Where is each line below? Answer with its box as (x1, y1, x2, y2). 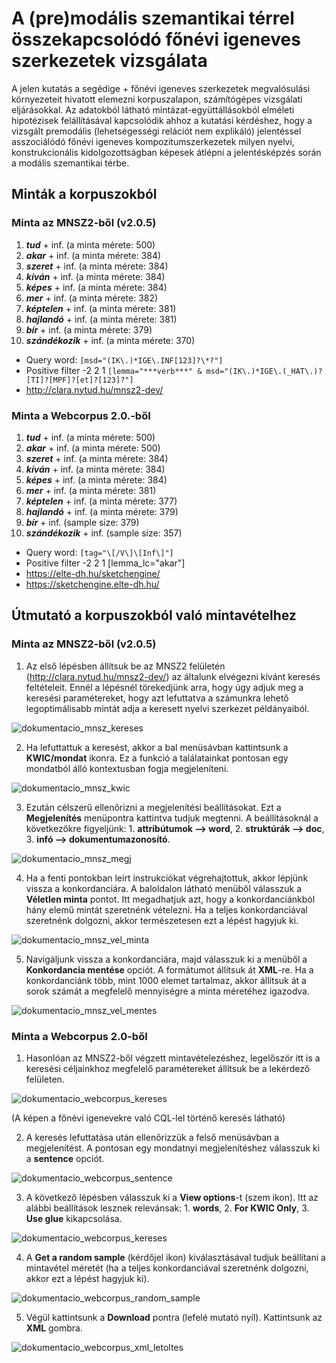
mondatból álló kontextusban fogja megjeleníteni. (25, 762, 229, 774)
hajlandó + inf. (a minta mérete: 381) (25, 313, 178, 325)
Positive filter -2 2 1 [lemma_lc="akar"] (25, 557, 186, 569)
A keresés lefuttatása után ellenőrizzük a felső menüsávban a (25, 1131, 280, 1143)
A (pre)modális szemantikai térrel (11, 7, 295, 30)
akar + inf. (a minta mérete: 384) (25, 249, 162, 261)
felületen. (25, 1073, 65, 1085)
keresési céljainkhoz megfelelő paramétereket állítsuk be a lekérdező (25, 1062, 311, 1074)
